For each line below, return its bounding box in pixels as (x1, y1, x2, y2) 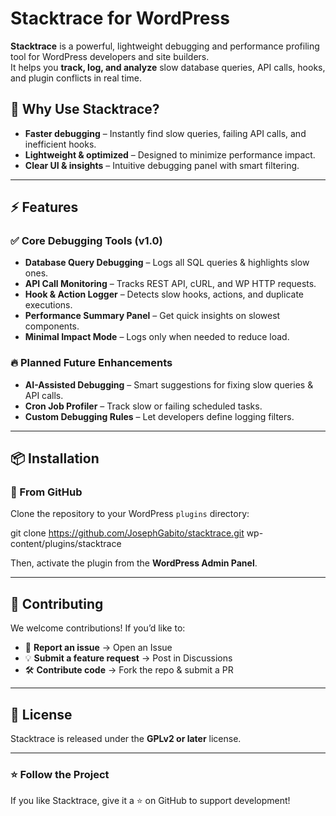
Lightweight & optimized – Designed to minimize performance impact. (24, 148, 316, 161)
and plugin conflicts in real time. (10, 72, 143, 84)
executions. (24, 299, 73, 311)
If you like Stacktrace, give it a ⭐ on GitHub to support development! (10, 795, 291, 807)
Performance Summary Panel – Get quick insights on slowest (24, 310, 281, 322)
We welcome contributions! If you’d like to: (10, 622, 186, 634)
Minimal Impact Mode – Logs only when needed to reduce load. (24, 331, 290, 343)
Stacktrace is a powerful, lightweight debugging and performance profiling (10, 40, 320, 52)
